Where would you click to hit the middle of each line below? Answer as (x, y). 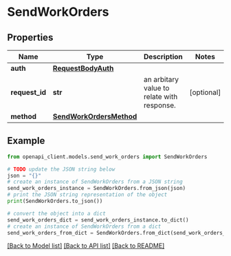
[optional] (205, 92)
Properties (30, 38)
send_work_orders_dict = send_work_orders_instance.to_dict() (98, 220)
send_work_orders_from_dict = (51, 233)
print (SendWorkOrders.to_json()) (55, 201)
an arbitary (161, 79)
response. (160, 105)
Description (163, 57)
